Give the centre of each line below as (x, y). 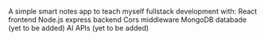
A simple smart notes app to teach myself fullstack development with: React (133, 11)
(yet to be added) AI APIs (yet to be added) (79, 28)
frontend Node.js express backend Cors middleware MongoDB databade (128, 20)
